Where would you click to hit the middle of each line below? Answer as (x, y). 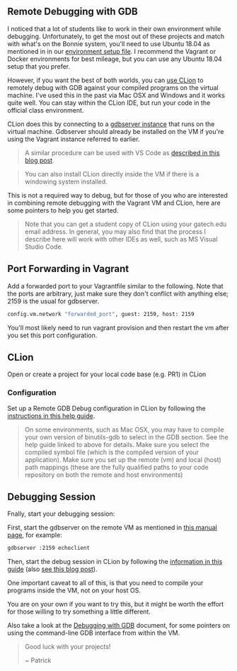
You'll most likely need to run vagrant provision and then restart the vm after (118, 327)
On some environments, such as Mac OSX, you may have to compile (124, 429)
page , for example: (35, 535)
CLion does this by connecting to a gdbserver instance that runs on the (111, 124)
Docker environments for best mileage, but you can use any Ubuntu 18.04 (115, 59)
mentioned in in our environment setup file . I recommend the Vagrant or (112, 51)
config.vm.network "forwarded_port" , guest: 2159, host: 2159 (101, 314)
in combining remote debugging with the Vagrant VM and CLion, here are (114, 203)
